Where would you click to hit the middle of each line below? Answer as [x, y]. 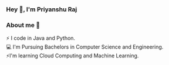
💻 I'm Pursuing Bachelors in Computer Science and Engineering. [85, 47]
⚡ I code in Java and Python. [40, 38]
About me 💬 [23, 25]
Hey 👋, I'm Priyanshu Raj [42, 9]
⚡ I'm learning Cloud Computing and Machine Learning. [72, 56]
